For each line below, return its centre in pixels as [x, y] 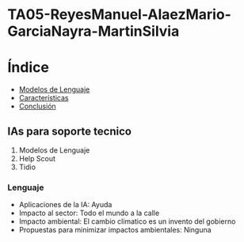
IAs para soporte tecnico [70, 131]
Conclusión [37, 106]
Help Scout [37, 158]
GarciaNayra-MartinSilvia [93, 31]
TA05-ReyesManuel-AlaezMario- [119, 15]
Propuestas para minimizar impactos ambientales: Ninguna [115, 230]
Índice [28, 68]
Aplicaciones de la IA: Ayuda [65, 205]
